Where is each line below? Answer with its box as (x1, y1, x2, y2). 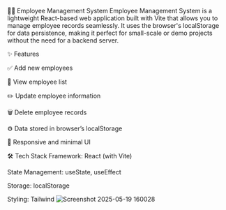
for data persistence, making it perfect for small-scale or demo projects (7, 29, 213, 37)
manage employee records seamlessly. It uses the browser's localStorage (7, 22, 220, 29)
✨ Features (7, 50, 40, 58)
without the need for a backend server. (7, 36, 119, 45)
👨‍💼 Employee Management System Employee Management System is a (7, 7, 213, 15)
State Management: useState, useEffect (7, 168, 121, 176)
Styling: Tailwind (7, 195, 54, 203)
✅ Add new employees (7, 63, 73, 72)
